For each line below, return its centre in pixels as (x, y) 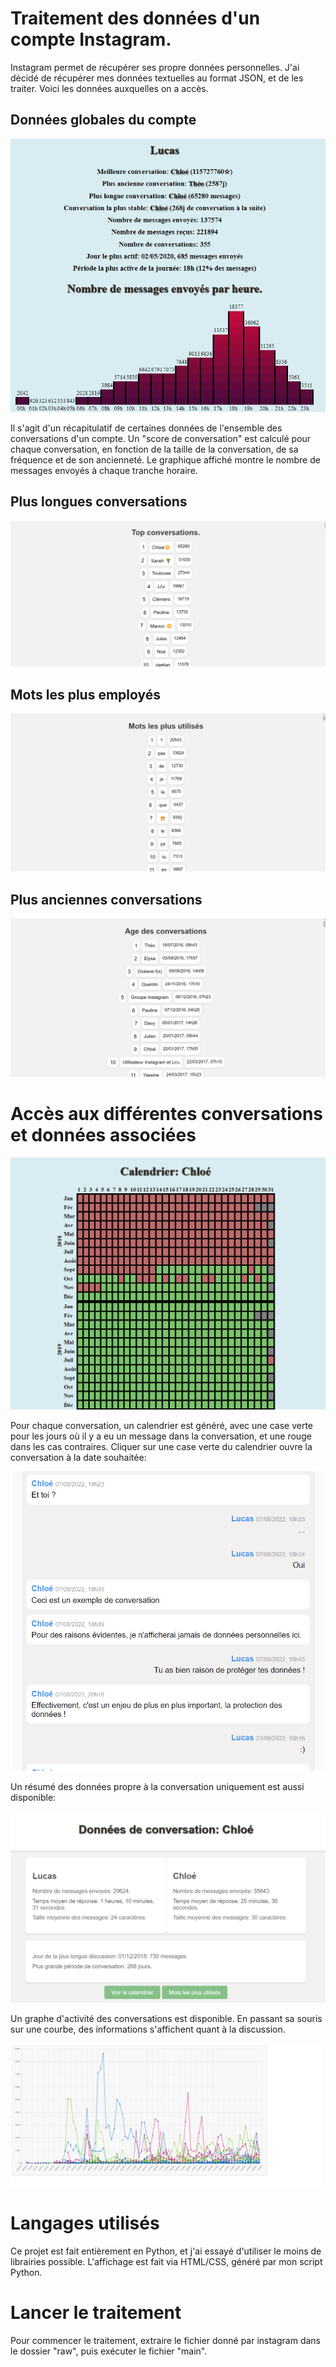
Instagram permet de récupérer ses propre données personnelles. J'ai (155, 67)
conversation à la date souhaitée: (78, 1457)
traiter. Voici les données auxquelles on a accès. (109, 88)
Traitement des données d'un (135, 18)
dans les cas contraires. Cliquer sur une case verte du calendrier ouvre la (161, 1446)
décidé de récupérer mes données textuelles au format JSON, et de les (157, 78)
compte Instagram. (91, 39)
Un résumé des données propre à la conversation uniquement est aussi (157, 1787)
